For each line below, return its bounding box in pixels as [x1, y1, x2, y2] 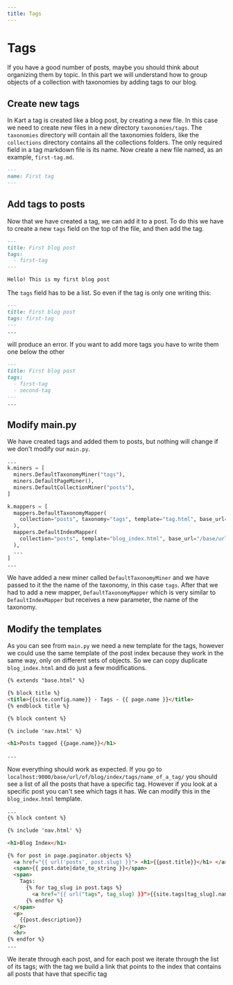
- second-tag [13, 386, 51, 394]
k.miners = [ [7, 465, 45, 472]
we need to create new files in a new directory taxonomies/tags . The [7, 123, 202, 132]
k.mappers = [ [7, 503, 49, 510]
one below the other [7, 348, 65, 356]
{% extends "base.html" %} [7, 677, 85, 684]
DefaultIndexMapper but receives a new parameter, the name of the [7, 596, 199, 604]
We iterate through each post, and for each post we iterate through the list [7, 954, 219, 963]
